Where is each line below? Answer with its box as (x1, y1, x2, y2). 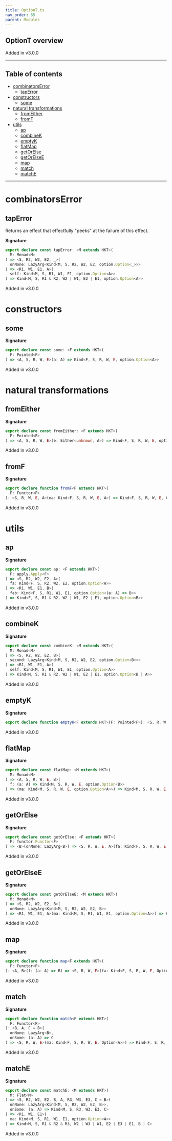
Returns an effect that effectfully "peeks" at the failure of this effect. (5, 227, 149, 234)
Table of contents (5, 69, 62, 78)
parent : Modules (5, 17, 40, 22)
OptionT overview (5, 36, 63, 45)
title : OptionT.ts (5, 7, 45, 13)
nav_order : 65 (5, 12, 36, 17)
